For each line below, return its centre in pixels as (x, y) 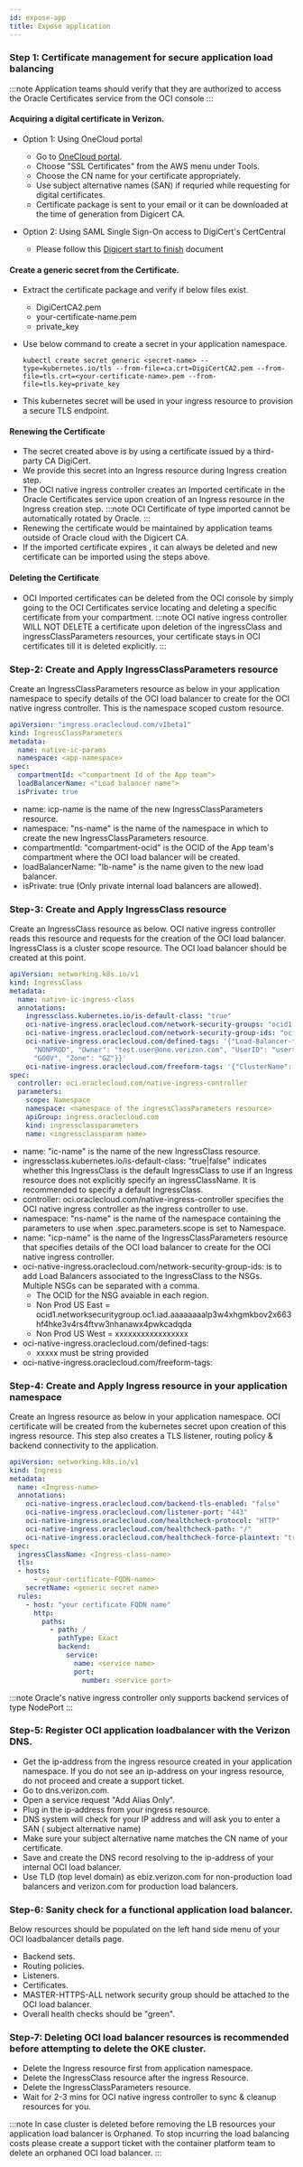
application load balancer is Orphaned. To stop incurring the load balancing (150, 2134)
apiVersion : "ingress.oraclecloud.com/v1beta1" (101, 724)
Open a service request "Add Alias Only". (99, 1799)
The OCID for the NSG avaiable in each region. (122, 1295)
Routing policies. (53, 1966)
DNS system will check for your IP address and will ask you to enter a (151, 1819)
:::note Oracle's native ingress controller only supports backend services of (149, 1697)
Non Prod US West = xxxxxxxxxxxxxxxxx (112, 1333)
